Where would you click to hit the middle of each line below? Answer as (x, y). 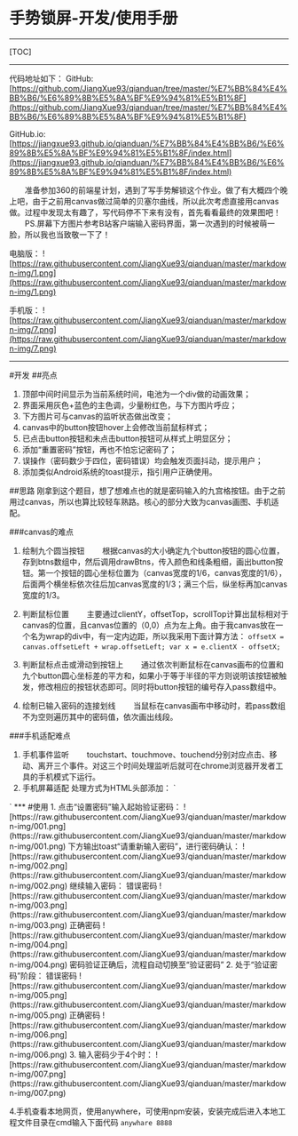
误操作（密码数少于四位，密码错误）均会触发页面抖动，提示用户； (142, 460)
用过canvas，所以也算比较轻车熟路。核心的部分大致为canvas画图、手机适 (144, 501)
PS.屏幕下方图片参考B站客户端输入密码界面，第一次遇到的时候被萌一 (150, 223)
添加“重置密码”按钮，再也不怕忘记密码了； (99, 449)
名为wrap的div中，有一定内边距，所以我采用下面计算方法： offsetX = (157, 636)
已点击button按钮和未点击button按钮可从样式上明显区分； (127, 438)
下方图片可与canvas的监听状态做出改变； (97, 416)
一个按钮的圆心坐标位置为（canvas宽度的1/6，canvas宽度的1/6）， (166, 572)
